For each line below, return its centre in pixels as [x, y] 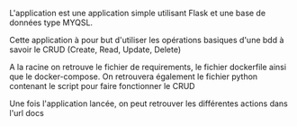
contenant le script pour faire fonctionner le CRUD [102, 86]
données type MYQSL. [51, 22]
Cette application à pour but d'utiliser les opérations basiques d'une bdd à [147, 40]
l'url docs [27, 113]
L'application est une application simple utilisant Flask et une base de [138, 13]
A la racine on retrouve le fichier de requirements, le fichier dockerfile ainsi [148, 67]
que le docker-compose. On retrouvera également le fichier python [134, 76]
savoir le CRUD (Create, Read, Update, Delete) [95, 49]
